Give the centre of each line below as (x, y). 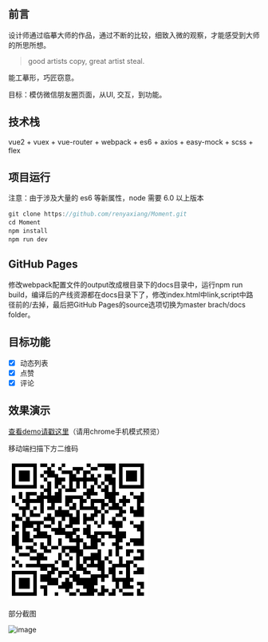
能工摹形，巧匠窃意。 (43, 77)
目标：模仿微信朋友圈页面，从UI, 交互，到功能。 (87, 94)
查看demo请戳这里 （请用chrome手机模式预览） (86, 431)
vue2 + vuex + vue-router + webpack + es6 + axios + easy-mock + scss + (131, 141)
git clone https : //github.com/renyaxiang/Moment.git (98, 214)
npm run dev (28, 240)
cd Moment (25, 223)
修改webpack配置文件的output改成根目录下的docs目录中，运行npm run (126, 284)
